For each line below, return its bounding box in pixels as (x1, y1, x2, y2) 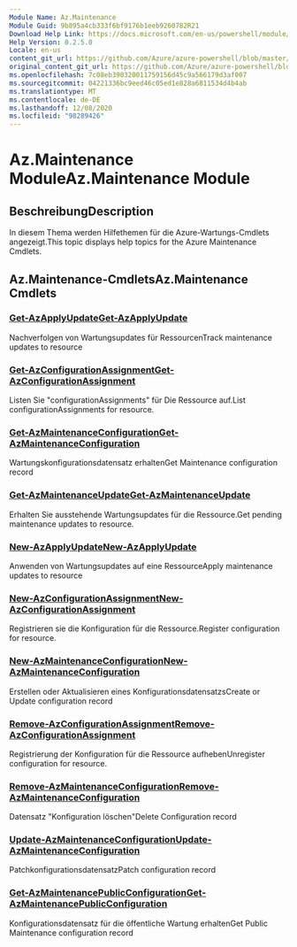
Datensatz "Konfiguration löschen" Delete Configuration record (9, 812, 237, 822)
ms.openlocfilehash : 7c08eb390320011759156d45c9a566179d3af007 (9, 71, 247, 80)
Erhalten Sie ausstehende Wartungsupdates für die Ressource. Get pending (9, 509, 283, 520)
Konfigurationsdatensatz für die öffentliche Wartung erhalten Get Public (9, 918, 268, 928)
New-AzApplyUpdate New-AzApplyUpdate (9, 541, 197, 553)
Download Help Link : (9, 29, 86, 38)
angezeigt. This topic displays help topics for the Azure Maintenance (9, 236, 257, 248)
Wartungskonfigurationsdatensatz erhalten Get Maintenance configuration (9, 458, 278, 468)
